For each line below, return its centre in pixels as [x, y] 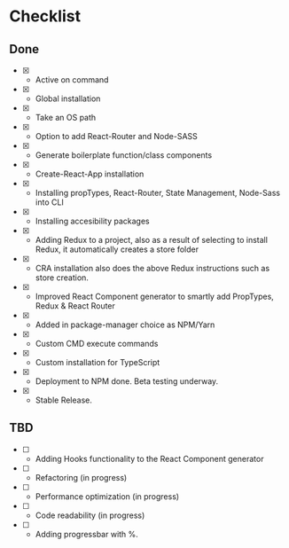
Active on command [72, 80]
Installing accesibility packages [92, 221]
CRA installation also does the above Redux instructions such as [152, 268]
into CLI [49, 202]
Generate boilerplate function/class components [124, 155]
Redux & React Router [75, 306]
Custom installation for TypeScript [98, 362]
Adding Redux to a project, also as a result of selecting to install [152, 240]
